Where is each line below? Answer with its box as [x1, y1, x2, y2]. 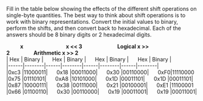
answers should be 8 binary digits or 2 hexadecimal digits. [6, 31, 152, 38]
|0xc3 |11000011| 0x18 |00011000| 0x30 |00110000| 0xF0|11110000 [6, 69, 195, 75]
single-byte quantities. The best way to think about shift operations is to [6, 12, 186, 19]
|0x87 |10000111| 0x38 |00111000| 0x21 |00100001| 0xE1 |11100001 [6, 82, 194, 89]
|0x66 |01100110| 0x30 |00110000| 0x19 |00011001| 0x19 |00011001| [6, 88, 197, 95]
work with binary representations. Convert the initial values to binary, [6, 18, 179, 25]
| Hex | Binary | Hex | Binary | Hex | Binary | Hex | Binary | [6, 56, 171, 63]
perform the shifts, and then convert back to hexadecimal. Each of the [6, 24, 181, 32]
